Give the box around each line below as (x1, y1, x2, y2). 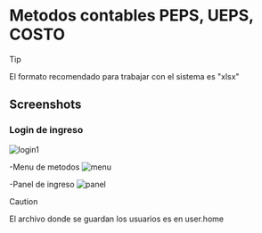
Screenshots (9, 97, 82, 112)
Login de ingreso (9, 124, 84, 137)
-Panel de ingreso (9, 179, 75, 189)
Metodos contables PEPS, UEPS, (9, 5, 254, 26)
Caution (9, 196, 38, 206)
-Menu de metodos (9, 162, 80, 172)
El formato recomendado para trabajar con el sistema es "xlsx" (9, 71, 240, 81)
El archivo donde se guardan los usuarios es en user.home (9, 213, 225, 224)
